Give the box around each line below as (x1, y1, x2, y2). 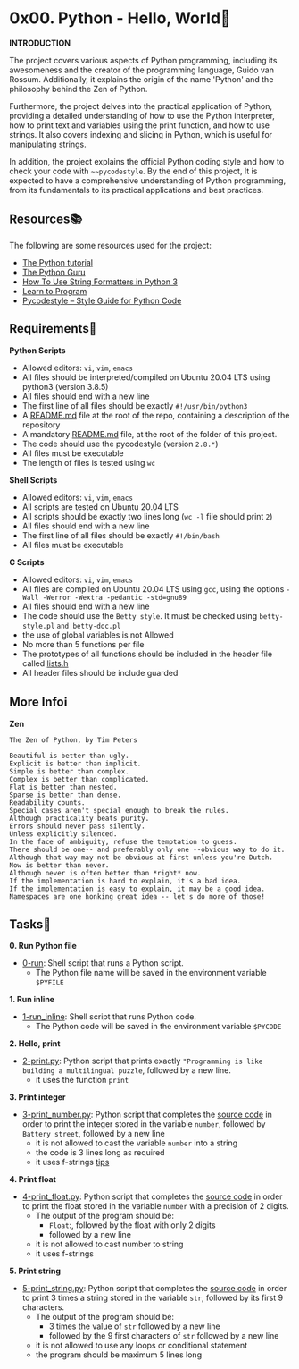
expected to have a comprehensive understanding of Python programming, (9, 174, 287, 186)
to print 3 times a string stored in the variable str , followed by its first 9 (21, 1292, 284, 1304)
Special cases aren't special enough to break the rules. (9, 807, 229, 815)
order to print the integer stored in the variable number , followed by (21, 1119, 266, 1129)
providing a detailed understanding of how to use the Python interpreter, (9, 110, 275, 121)
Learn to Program (21, 285, 87, 296)
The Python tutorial (21, 257, 94, 267)
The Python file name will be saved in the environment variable (35, 968, 268, 978)
